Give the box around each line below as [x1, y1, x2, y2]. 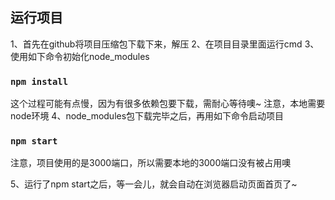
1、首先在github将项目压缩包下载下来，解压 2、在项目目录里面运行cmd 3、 [10, 38, 320, 50]
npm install [10, 76, 69, 87]
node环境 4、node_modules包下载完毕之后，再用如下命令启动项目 [10, 110, 285, 122]
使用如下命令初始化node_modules [10, 50, 150, 62]
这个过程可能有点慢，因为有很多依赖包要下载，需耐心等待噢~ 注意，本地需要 [10, 98, 326, 110]
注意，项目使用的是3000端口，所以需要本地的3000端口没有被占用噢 [10, 157, 292, 169]
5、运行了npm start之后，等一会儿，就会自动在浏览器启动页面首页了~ [10, 178, 298, 190]
